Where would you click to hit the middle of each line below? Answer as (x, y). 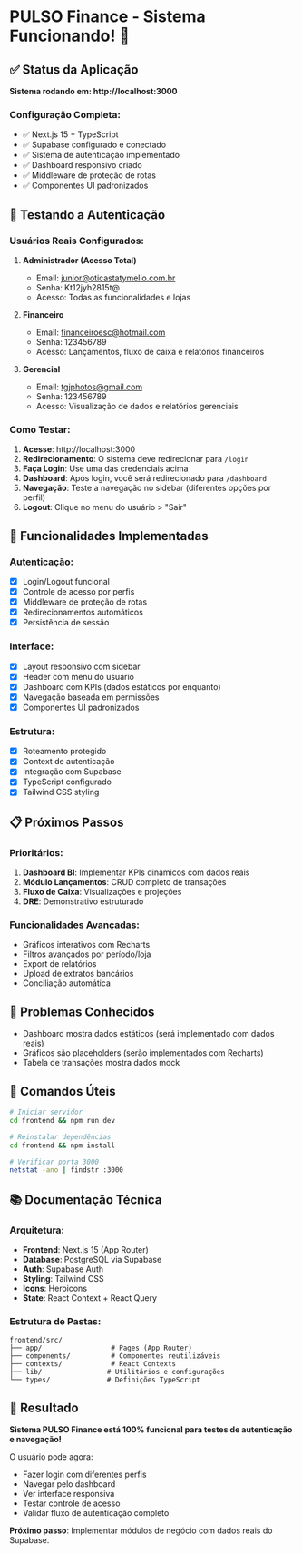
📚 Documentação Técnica (86, 1200)
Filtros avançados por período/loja (87, 954)
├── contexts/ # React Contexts (93, 1364)
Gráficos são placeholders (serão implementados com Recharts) (143, 1053)
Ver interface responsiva (68, 1494)
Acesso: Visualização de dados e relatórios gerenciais (137, 406)
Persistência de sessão (66, 623)
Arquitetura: (37, 1230)
